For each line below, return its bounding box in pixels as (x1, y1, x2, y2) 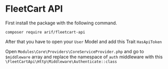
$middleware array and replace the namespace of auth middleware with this (5, 54, 163, 60)
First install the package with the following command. (5, 20, 117, 26)
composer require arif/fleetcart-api (5, 29, 86, 34)
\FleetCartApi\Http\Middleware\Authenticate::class (5, 59, 117, 64)
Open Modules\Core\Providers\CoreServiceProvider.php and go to (5, 48, 144, 54)
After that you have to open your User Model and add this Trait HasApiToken (5, 39, 162, 45)
